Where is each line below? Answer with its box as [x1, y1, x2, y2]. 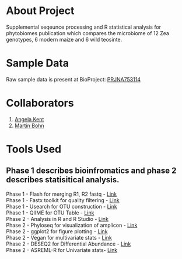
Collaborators [6, 97, 74, 110]
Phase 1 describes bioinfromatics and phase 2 [6, 166, 177, 176]
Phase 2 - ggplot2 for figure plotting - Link [6, 227, 108, 235]
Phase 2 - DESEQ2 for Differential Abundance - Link [6, 240, 131, 247]
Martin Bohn [14, 122, 45, 129]
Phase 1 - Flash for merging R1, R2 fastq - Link [6, 190, 117, 197]
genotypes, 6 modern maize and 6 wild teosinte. [6, 36, 123, 43]
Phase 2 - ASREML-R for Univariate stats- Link [6, 246, 118, 253]
